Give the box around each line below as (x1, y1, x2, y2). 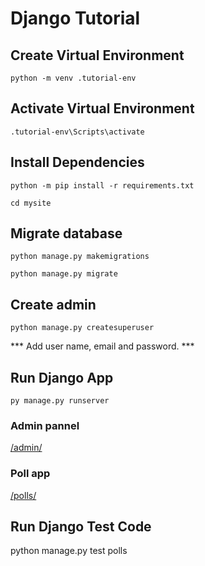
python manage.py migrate (10, 269, 118, 279)
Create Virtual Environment (10, 47, 185, 64)
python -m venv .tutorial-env (10, 73, 137, 83)
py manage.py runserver (10, 396, 110, 406)
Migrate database (10, 225, 123, 242)
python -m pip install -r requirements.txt (10, 180, 195, 191)
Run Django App (10, 369, 114, 386)
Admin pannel (10, 418, 80, 432)
